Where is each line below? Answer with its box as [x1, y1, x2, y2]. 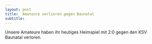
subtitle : [5, 16, 25, 21]
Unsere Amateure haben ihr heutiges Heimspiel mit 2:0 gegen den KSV [5, 29, 147, 35]
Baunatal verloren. [5, 34, 42, 40]
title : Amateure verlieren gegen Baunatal [5, 12, 95, 16]
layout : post [5, 7, 32, 12]
